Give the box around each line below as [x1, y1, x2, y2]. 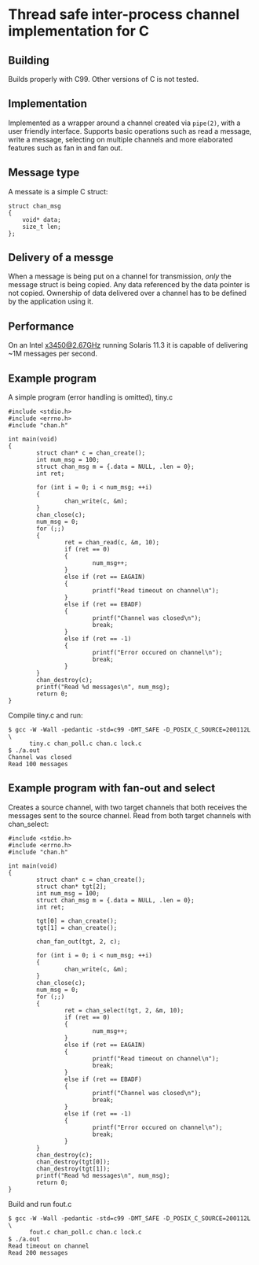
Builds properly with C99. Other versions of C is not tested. [8, 75, 199, 83]
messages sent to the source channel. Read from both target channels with [8, 810, 251, 820]
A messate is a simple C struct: [8, 186, 108, 196]
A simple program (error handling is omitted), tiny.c [8, 393, 173, 402]
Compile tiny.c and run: [8, 710, 84, 721]
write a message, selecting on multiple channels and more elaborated [8, 135, 233, 144]
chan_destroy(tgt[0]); [36, 1158, 111, 1166]
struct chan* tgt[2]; [36, 883, 108, 891]
